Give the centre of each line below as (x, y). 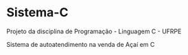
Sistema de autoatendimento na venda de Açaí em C (81, 44)
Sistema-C (37, 13)
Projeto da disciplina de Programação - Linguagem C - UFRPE (94, 31)
